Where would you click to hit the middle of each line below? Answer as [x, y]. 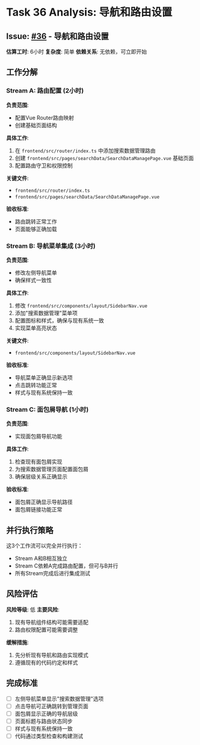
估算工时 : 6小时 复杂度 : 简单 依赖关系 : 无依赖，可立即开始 [77, 52]
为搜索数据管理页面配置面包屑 [51, 469]
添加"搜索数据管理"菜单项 [46, 313]
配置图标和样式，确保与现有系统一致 [59, 320]
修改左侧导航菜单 [36, 272]
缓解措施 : [18, 642]
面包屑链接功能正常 [39, 510]
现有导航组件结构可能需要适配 [51, 622]
